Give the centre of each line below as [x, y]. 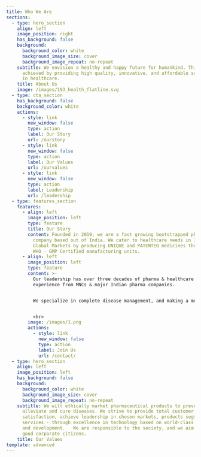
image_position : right [45, 34]
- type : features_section [44, 201]
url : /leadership [49, 195]
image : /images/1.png [55, 322]
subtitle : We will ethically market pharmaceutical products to [99, 406]
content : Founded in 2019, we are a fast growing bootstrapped [108, 234]
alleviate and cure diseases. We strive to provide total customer [108, 411]
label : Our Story [49, 134]
